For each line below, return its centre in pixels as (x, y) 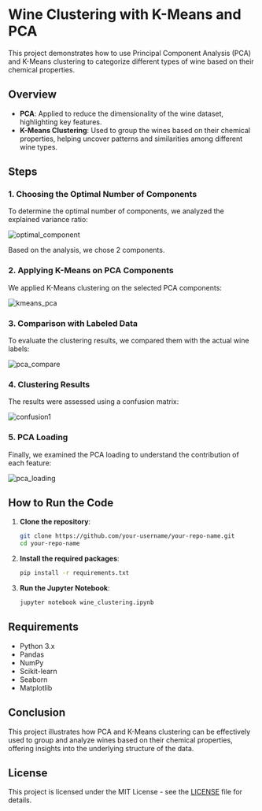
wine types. (38, 146)
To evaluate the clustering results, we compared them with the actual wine (129, 341)
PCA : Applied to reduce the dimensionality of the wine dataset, (122, 113)
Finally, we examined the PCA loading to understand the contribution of (124, 454)
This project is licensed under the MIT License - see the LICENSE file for (125, 792)
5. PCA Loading (38, 437)
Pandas (32, 654)
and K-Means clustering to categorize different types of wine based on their (131, 61)
